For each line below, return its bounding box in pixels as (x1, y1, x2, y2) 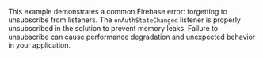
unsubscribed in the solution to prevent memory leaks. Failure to (8, 24, 219, 33)
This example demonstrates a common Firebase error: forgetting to (8, 7, 228, 16)
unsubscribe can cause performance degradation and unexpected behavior (8, 32, 256, 41)
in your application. (8, 41, 71, 50)
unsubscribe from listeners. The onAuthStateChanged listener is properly (8, 15, 242, 25)
